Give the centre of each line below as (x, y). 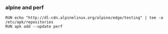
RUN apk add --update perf (34, 26)
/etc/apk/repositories (29, 22)
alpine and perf (25, 7)
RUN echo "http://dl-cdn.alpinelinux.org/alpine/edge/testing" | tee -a (84, 18)
